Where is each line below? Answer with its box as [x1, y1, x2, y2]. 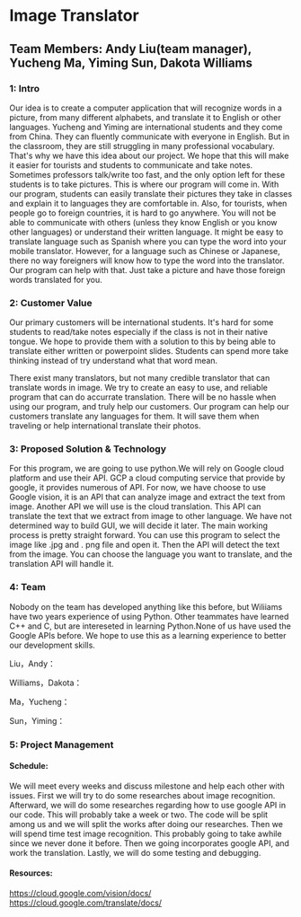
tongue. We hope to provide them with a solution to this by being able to [9, 336, 276, 347]
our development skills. [9, 639, 96, 650]
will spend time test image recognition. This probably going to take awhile [9, 828, 282, 839]
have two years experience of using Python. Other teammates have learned [9, 611, 289, 622]
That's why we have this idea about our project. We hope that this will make [9, 150, 289, 161]
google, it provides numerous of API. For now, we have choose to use [9, 482, 267, 493]
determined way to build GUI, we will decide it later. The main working [9, 520, 268, 531]
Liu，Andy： [9, 657, 57, 669]
